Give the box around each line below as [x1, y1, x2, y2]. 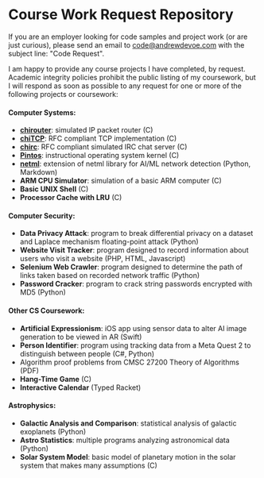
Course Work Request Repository [8, 6, 234, 24]
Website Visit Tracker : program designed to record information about [19, 245, 249, 255]
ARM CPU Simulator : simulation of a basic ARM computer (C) [19, 176, 223, 186]
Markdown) [19, 168, 58, 177]
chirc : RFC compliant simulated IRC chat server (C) [19, 142, 188, 152]
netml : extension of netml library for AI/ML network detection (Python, [19, 159, 251, 168]
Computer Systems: [8, 107, 76, 117]
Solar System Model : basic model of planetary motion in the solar [19, 452, 236, 461]
